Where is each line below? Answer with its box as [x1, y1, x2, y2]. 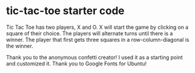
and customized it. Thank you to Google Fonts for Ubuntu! [6, 60, 147, 67]
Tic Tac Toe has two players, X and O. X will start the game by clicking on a [6, 24, 189, 31]
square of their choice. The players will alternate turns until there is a [6, 29, 173, 36]
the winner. [6, 42, 34, 49]
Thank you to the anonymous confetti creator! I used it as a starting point [6, 54, 183, 61]
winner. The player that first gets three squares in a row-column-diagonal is [6, 36, 190, 43]
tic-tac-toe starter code [6, 4, 125, 18]
